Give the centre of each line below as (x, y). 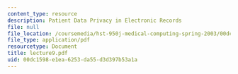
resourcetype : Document (42, 47)
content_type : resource (42, 14)
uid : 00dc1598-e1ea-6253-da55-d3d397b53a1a (73, 60)
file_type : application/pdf (49, 40)
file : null (23, 27)
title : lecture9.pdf (38, 54)
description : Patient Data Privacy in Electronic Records (95, 20)
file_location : (30, 33)
